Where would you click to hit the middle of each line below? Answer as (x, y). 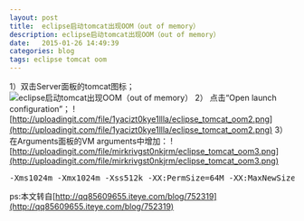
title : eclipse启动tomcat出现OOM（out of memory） (105, 26)
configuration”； (40, 109)
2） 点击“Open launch (236, 97)
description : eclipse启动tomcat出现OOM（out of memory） (115, 34)
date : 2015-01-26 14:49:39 (64, 43)
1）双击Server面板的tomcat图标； (72, 86)
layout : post (34, 18)
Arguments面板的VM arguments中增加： (93, 141)
